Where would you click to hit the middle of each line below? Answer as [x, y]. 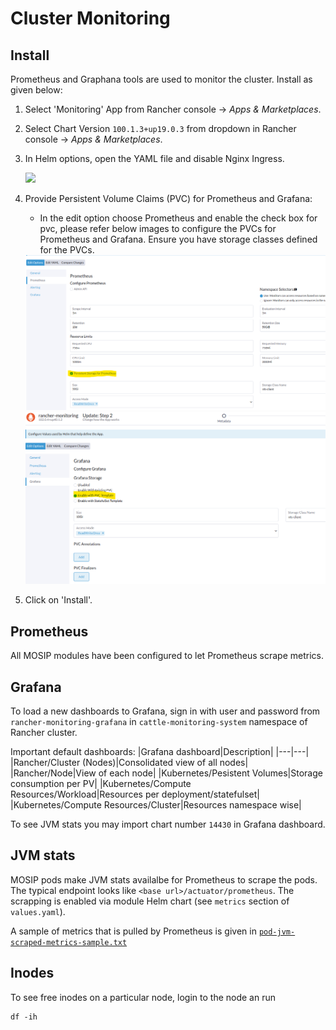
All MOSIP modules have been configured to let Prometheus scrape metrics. [167, 656]
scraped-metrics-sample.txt [69, 942]
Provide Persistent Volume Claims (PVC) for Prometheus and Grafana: [168, 198]
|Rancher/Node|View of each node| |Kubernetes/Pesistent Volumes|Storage [166, 773]
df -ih [24, 1017]
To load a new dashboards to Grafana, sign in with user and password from [165, 711]
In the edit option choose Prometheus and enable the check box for [178, 218]
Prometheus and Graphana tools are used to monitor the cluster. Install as [161, 79]
